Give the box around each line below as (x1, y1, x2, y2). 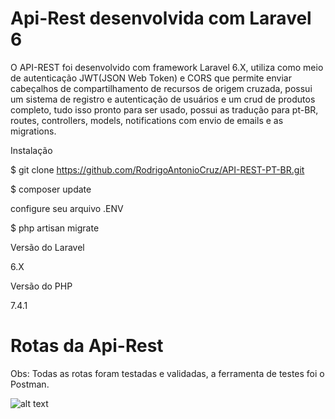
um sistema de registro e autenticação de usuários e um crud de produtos (10, 93, 316, 105)
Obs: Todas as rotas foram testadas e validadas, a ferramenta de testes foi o (10, 367, 325, 379)
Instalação (10, 144, 53, 156)
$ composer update (10, 183, 92, 195)
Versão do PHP (10, 280, 73, 292)
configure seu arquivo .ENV (10, 202, 124, 214)
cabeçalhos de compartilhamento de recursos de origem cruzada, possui (10, 82, 313, 94)
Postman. (10, 378, 50, 390)
